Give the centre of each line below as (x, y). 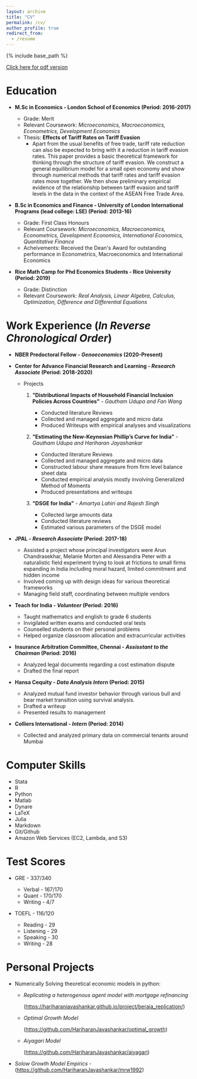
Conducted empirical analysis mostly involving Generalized (113, 479)
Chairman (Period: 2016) (46, 653)
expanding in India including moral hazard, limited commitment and (105, 568)
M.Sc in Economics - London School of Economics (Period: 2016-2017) (103, 107)
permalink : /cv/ (26, 22)
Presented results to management (64, 712)
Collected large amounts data (77, 514)
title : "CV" (21, 17)
